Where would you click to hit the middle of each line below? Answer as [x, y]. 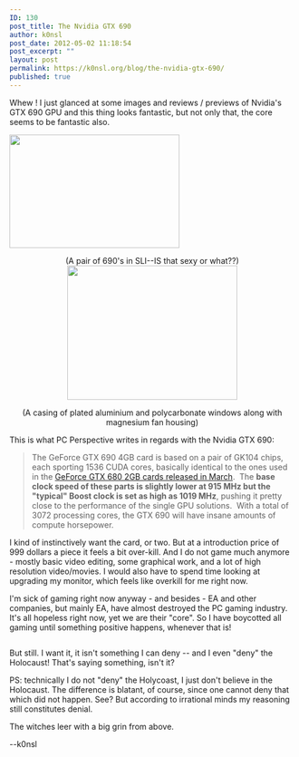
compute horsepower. [72, 524]
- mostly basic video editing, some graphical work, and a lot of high [135, 561]
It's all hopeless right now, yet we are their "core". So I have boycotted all [146, 617]
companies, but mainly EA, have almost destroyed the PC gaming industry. [149, 607]
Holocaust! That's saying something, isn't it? [92, 662]
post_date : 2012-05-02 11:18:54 [70, 43]
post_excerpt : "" [42, 52]
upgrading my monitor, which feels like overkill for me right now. [129, 580]
